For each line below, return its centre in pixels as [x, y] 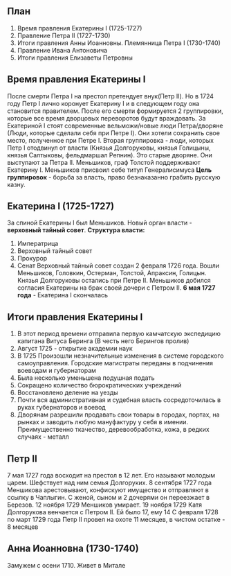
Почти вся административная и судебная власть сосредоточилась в [119, 400]
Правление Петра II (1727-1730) [64, 35]
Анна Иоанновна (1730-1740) [73, 549]
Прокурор [32, 259]
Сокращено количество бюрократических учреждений [99, 385]
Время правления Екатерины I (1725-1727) [80, 28]
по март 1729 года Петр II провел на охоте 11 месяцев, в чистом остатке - [116, 520]
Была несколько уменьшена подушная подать [86, 378]
